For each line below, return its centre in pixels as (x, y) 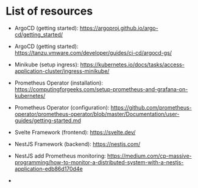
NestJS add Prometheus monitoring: (60, 156)
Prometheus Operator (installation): (58, 83)
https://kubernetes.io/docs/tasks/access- (133, 64)
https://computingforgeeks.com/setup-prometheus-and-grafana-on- (101, 89)
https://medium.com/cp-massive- (150, 156)
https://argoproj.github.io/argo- (119, 28)
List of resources (49, 11)
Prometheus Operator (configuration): (62, 107)
